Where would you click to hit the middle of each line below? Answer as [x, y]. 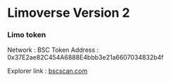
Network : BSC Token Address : [53, 50]
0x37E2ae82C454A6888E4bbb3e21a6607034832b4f [85, 57]
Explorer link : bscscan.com [47, 71]
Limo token [27, 35]
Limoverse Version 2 [69, 13]
